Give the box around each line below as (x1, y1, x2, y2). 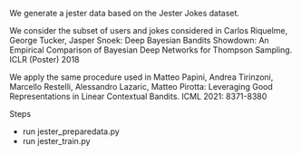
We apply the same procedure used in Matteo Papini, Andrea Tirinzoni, (9, 72, 274, 82)
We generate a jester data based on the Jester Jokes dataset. (9, 8, 240, 18)
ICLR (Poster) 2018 (9, 54, 80, 64)
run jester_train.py (22, 136, 91, 146)
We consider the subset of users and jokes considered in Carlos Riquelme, (9, 25, 288, 35)
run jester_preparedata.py (22, 126, 120, 137)
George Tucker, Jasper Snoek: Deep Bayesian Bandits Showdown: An (9, 35, 269, 45)
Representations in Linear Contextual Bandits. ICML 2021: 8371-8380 (9, 91, 267, 102)
